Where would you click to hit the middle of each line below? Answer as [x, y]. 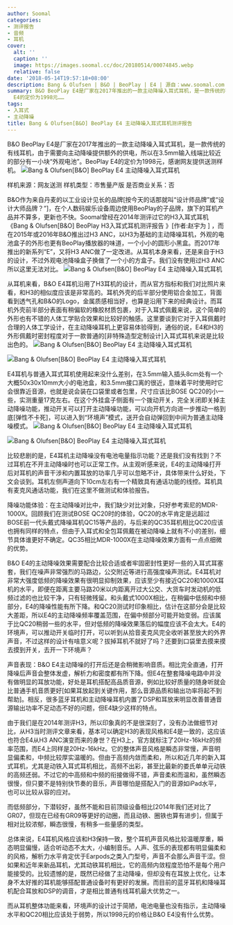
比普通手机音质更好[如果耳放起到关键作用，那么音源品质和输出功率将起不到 [115, 690]
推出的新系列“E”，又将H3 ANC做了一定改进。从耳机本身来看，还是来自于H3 [115, 251]
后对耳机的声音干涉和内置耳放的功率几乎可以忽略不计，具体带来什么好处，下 [116, 473]
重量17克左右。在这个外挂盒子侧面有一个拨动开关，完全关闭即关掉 [125, 400]
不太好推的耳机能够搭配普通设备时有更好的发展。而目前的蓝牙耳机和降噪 [116, 882]
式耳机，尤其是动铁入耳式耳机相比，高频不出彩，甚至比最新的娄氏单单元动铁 [116, 766]
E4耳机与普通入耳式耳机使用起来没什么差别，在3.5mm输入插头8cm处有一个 [115, 374]
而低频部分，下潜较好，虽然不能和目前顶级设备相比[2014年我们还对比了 [110, 806]
